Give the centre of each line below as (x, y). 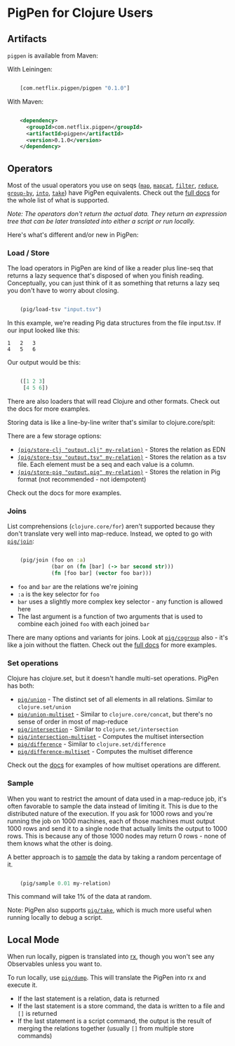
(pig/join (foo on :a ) (53, 560)
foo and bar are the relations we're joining (78, 586)
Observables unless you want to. (55, 964)
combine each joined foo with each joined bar (83, 624)
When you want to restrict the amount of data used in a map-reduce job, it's (117, 799)
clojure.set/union (44, 707)
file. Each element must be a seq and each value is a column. (106, 464)
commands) (35, 1036)
